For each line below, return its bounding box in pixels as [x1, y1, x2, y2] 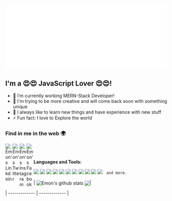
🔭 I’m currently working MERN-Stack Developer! [12, 93, 115, 99]
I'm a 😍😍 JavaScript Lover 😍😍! [5, 79, 112, 88]
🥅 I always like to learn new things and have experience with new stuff [12, 109, 162, 115]
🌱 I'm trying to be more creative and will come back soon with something [12, 98, 167, 104]
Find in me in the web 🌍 [5, 130, 66, 137]
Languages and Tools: [33, 159, 82, 165]
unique [12, 104, 28, 110]
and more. [106, 171, 127, 176]
